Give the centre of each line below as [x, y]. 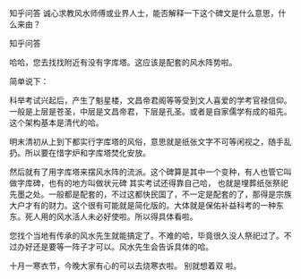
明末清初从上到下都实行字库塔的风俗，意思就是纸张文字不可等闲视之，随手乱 [150, 142]
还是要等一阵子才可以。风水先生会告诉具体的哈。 [123, 247]
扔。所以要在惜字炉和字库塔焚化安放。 [80, 153]
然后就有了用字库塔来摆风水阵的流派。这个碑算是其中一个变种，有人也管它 [146, 172]
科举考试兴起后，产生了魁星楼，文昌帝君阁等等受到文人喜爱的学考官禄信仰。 [150, 100]
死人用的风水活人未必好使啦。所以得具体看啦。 [111, 216]
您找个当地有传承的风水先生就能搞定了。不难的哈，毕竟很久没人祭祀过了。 [146, 236]
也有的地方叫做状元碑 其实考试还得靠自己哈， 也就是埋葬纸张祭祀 [168, 183]
